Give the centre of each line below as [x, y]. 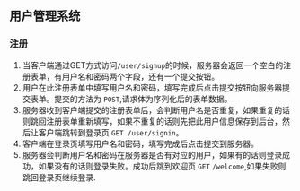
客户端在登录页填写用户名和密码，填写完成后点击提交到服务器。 [140, 143]
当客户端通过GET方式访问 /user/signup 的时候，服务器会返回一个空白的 [153, 65]
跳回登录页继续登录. [59, 177]
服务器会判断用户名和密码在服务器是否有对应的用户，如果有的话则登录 [152, 154]
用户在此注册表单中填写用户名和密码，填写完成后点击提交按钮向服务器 [152, 87]
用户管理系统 [45, 16]
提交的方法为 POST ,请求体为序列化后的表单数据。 [143, 99]
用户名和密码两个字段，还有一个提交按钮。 [141, 76]
